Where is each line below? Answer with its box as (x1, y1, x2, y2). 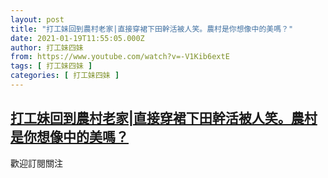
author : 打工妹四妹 (10, 42, 84, 53)
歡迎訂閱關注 (10, 157, 63, 169)
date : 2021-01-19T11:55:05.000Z (10, 33, 145, 43)
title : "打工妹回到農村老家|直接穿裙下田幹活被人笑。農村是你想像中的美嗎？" (10, 24, 294, 34)
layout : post (10, 14, 65, 25)
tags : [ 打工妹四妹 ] (10, 61, 93, 71)
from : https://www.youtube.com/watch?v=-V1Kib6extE (10, 52, 230, 62)
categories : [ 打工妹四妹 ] (10, 71, 120, 81)
